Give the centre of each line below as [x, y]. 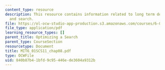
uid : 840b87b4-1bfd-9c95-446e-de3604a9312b [50, 60]
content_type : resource [29, 10]
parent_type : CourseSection [34, 42]
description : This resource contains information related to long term [80, 14]
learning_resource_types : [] [35, 33]
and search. [22, 19]
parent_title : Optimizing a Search [41, 37]
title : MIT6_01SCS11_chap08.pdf [38, 51]
